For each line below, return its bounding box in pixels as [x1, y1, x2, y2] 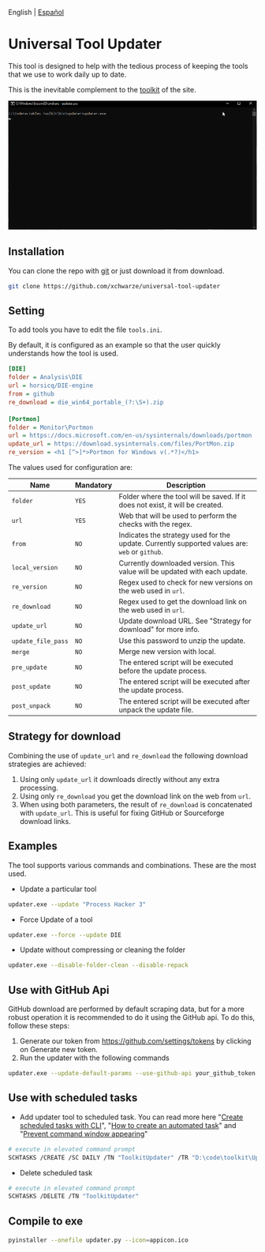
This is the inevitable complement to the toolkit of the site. [8, 85, 196, 94]
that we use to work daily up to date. [8, 70, 127, 79]
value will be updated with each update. [118, 566, 248, 576]
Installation [8, 245, 65, 258]
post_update [11, 682, 51, 690]
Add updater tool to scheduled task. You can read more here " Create [19, 1112, 244, 1122]
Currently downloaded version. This [118, 558, 235, 568]
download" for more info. [118, 625, 200, 634]
